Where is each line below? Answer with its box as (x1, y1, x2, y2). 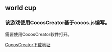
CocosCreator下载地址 (5, 41, 50, 48)
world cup (5, 4, 37, 12)
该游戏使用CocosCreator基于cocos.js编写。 (5, 19, 110, 26)
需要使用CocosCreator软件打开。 (5, 31, 72, 37)
